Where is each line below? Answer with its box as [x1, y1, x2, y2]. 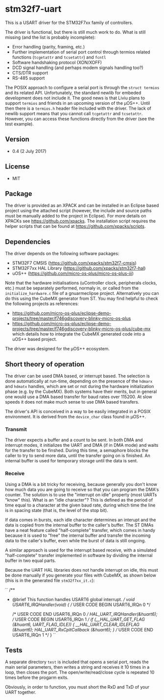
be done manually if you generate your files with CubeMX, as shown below [5, 572, 157, 578]
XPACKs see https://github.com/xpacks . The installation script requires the [5, 218, 156, 224]
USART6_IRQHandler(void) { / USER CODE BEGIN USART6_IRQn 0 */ [12, 602, 151, 607]
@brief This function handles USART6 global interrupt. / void [12, 596, 135, 602]
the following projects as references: [5, 301, 79, 307]
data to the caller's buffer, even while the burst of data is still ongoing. [5, 537, 146, 543]
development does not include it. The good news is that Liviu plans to [5, 95, 145, 101]
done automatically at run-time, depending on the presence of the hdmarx [5, 378, 153, 384]
